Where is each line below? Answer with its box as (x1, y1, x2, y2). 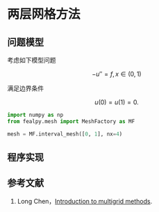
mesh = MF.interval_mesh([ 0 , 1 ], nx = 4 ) (7, 130, 123, 138)
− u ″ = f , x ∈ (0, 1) (92, 70, 142, 78)
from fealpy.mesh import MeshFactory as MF (7, 117, 135, 125)
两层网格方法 (7, 6, 81, 22)
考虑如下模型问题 (7, 56, 56, 64)
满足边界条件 (7, 84, 44, 92)
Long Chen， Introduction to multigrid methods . (17, 197, 153, 205)
